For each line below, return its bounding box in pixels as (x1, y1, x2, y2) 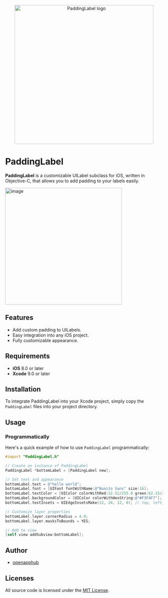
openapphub (12, 559, 39, 565)
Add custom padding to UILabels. (12, 327, 81, 333)
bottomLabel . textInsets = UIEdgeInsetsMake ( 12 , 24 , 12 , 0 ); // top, (5, 500, 151, 505)
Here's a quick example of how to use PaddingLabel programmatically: (5, 445, 149, 451)
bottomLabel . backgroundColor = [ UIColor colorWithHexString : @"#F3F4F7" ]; (5, 496, 162, 501)
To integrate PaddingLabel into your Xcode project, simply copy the (5, 398, 144, 404)
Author (5, 546, 27, 554)
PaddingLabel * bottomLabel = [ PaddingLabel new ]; (5, 468, 111, 473)
